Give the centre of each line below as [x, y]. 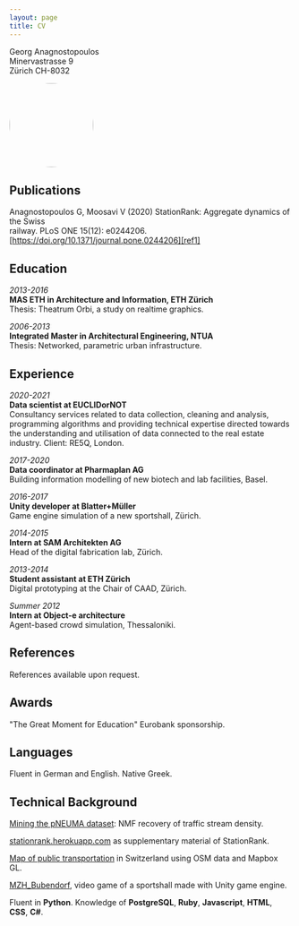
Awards [31, 703]
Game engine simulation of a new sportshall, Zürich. [105, 515]
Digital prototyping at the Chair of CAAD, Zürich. [98, 588]
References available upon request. [75, 674]
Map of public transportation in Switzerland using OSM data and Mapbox [144, 858]
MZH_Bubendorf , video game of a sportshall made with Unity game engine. [148, 885]
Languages [41, 752]
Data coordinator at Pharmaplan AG [77, 469]
